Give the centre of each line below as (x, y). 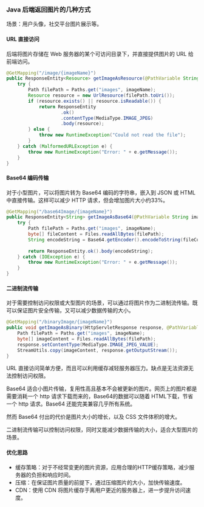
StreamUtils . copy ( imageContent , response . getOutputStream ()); (97, 350)
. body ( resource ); (82, 124)
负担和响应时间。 (53, 475)
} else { (39, 129)
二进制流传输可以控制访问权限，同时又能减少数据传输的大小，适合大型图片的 (102, 430)
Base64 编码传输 (28, 178)
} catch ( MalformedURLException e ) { (65, 146)
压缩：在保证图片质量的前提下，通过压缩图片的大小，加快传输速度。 (100, 482)
